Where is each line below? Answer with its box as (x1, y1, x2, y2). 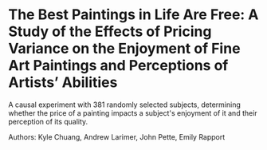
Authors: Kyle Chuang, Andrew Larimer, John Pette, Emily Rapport (8, 132, 226, 141)
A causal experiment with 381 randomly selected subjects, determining (8, 100, 241, 109)
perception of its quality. (8, 116, 88, 126)
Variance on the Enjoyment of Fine (8, 40, 241, 57)
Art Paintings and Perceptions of (8, 57, 229, 75)
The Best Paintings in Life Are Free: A (8, 6, 259, 24)
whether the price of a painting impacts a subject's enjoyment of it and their (8, 108, 257, 117)
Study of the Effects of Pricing (8, 22, 212, 41)
